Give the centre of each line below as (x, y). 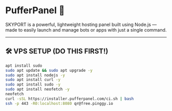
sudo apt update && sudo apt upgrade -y (49, 70)
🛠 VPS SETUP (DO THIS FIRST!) (57, 51)
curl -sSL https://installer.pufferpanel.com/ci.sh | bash (70, 99)
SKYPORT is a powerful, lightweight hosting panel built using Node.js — (81, 24)
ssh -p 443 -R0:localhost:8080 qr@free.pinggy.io (59, 103)
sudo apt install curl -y (33, 80)
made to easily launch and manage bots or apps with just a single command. (86, 30)
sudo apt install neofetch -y (38, 89)
